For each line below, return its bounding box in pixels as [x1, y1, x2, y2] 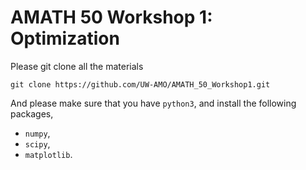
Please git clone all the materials [10, 60, 144, 72]
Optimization [10, 27, 120, 50]
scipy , [24, 137, 51, 150]
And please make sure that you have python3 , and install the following [10, 97, 297, 109]
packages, [10, 107, 54, 120]
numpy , [24, 127, 51, 139]
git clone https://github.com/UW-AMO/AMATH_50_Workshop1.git [10, 79, 271, 90]
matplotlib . [24, 148, 73, 160]
